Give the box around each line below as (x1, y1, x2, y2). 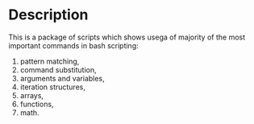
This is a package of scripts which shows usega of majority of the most (8, 32, 246, 42)
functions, (19, 99, 54, 109)
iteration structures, (19, 82, 86, 92)
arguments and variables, (19, 73, 105, 83)
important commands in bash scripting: (8, 40, 139, 50)
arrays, (19, 90, 44, 100)
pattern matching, (19, 56, 80, 66)
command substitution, (19, 64, 97, 74)
